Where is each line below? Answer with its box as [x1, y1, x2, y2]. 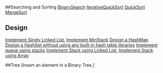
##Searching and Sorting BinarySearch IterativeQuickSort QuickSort [5, 4, 145, 10]
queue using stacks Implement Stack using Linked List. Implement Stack [5, 47, 153, 53]
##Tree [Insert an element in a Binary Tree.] [5, 62, 95, 68]
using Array [5, 52, 29, 58]
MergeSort [5, 9, 27, 15]
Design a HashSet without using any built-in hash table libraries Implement [5, 42, 158, 48]
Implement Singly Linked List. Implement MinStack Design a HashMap [5, 36, 149, 42]
